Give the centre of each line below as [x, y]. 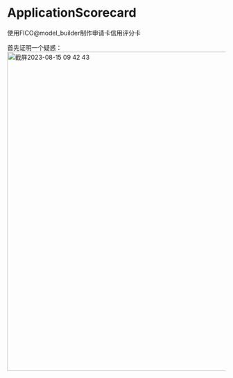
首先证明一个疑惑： [35, 47]
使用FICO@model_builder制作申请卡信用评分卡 [74, 33]
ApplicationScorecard [72, 13]
